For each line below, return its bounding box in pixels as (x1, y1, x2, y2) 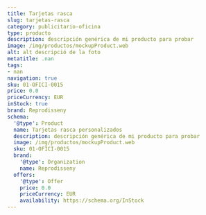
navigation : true (7, 74, 58, 82)
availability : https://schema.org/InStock (19, 197, 144, 205)
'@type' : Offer (19, 178, 64, 184)
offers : (13, 171, 36, 178)
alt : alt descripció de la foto (7, 49, 101, 56)
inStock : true (7, 101, 49, 108)
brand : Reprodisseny (7, 107, 67, 114)
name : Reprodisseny (19, 164, 76, 172)
